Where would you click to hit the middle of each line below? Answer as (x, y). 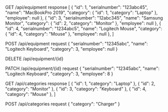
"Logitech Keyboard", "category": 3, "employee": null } (61, 49)
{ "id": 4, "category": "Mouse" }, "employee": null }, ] (60, 34)
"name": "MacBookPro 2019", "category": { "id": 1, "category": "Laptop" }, (81, 13)
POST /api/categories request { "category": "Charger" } (63, 104)
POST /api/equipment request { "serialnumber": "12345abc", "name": (76, 44)
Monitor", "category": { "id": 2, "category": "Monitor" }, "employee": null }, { (83, 23)
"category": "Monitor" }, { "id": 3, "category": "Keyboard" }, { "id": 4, (76, 89)
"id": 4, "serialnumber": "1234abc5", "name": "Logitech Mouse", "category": (84, 29)
